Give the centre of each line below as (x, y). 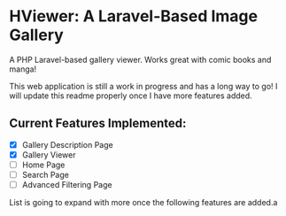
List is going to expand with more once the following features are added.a (143, 203)
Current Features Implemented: (98, 123)
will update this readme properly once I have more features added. (131, 96)
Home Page (43, 165)
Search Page (45, 174)
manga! (23, 69)
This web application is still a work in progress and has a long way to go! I (143, 86)
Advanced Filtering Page (67, 185)
